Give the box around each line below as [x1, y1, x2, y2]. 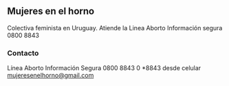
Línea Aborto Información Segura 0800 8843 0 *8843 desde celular [7, 64, 201, 72]
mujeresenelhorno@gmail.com [7, 72, 94, 80]
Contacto [7, 48, 39, 58]
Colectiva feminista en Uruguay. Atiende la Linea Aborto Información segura [7, 23, 223, 32]
